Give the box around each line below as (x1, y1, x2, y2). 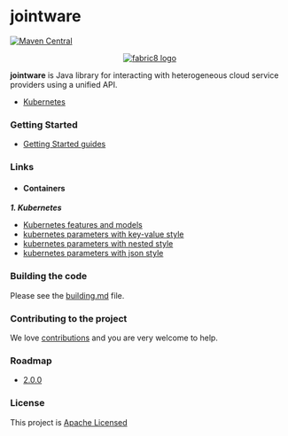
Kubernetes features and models (22, 220, 143, 230)
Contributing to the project (10, 312, 128, 324)
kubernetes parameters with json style (22, 248, 164, 259)
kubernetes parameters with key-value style (22, 229, 184, 240)
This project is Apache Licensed (10, 417, 128, 427)
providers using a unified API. (10, 79, 118, 90)
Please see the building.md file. (10, 290, 125, 300)
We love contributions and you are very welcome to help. (10, 332, 218, 343)
